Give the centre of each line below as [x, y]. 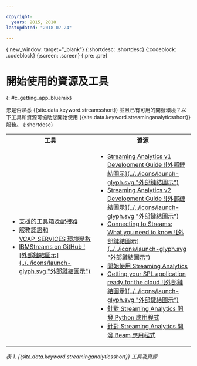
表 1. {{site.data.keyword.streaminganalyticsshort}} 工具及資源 [82, 357]
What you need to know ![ [143, 233]
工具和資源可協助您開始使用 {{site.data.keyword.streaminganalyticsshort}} [101, 117]
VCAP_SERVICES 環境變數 [55, 239]
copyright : [19, 16]
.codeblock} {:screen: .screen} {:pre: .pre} [57, 56]
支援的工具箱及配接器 [48, 221]
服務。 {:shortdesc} [30, 125]
